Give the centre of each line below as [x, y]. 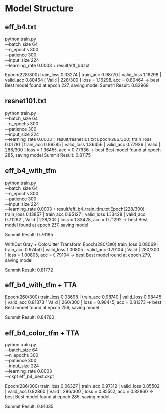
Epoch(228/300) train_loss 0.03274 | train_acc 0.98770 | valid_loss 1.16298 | [83, 75]
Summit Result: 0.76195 [29, 234]
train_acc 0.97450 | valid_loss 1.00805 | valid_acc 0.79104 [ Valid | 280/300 [82, 249]
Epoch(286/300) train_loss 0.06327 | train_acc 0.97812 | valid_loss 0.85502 [82, 386]
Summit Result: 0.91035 [29, 406]
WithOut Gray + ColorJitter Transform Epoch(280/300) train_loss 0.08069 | [82, 244]
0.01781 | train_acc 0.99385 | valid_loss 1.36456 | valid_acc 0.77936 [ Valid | [83, 144]
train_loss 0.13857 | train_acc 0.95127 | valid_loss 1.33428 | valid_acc [75, 214]
